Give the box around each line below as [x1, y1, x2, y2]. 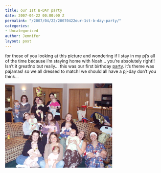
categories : [5, 23, 29, 28]
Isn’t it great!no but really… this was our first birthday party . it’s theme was [5, 63, 155, 69]
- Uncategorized [5, 28, 38, 34]
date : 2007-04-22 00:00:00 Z [5, 13, 65, 18]
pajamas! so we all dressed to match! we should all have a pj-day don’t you [5, 68, 157, 74]
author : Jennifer [5, 34, 41, 39]
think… [5, 73, 19, 79]
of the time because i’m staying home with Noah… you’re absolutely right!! [5, 58, 155, 64]
